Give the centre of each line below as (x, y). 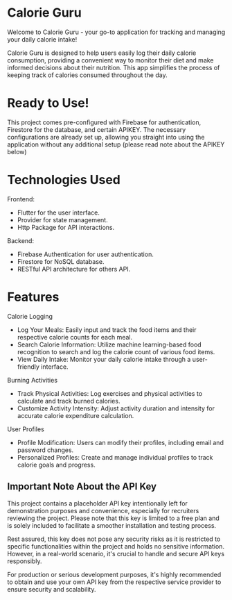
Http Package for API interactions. (66, 227)
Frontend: (21, 199)
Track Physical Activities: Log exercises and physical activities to (110, 393)
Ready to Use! (48, 103)
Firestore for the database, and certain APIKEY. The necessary (97, 129)
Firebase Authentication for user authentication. (85, 254)
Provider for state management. (63, 219)
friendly (28, 367)
